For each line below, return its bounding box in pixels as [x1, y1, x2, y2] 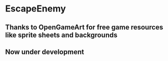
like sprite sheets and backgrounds [5, 30, 118, 39]
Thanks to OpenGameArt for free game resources [5, 23, 163, 31]
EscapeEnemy [5, 3, 66, 14]
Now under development [5, 47, 84, 56]
